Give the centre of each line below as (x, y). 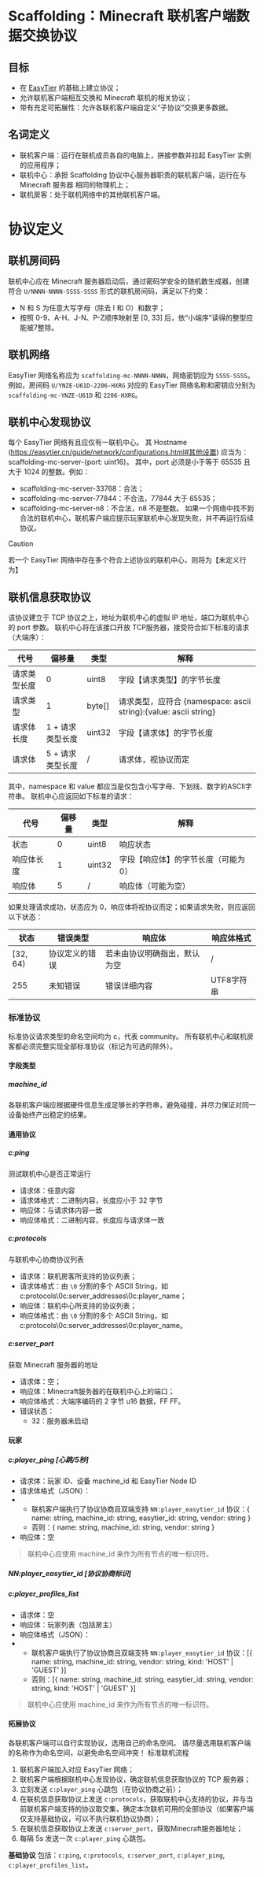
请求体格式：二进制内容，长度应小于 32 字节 (91, 1200)
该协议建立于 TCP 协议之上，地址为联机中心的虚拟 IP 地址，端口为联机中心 (129, 618)
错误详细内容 (129, 986)
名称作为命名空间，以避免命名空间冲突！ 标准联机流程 (102, 1753)
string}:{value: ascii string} (167, 712)
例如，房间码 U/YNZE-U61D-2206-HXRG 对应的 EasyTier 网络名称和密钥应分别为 (132, 385)
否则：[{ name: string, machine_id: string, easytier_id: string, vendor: (142, 1679)
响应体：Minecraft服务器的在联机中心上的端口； (97, 1391)
